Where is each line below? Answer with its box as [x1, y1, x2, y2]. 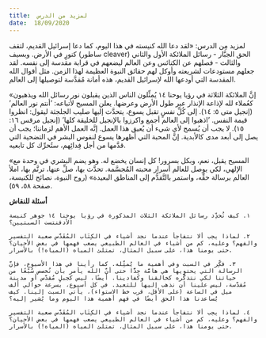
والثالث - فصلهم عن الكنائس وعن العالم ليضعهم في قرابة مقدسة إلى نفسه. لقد [9, 57, 241, 67]
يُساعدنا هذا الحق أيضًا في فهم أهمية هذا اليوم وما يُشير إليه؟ [9, 294, 218, 302]
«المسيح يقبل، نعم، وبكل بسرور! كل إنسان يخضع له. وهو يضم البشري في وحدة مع [9, 155, 249, 165]
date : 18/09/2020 [9, 19, 70, 27]
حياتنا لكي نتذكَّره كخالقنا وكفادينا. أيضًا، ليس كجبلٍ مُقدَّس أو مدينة [9, 274, 237, 282]
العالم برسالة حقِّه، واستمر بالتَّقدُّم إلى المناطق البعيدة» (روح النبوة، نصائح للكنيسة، [9, 172, 250, 182]
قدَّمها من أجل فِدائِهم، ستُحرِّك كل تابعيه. [9, 140, 126, 150]
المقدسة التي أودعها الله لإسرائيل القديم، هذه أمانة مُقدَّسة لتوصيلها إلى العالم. [9, 74, 237, 84]
